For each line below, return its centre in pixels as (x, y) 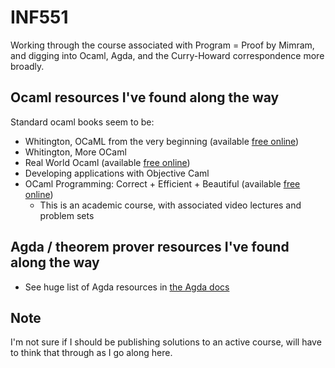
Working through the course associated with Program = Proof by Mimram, (162, 45)
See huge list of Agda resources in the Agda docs (127, 287)
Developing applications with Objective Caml (117, 173)
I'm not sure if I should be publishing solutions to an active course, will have (166, 342)
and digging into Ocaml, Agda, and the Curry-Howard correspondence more (167, 55)
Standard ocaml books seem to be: (82, 122)
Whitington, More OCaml (75, 152)
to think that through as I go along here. (91, 353)
